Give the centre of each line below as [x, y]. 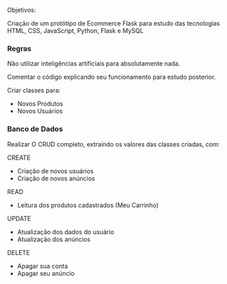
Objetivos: [22, 10]
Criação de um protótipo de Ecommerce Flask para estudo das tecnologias [113, 23]
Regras [19, 48]
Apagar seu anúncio [46, 273]
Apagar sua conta [42, 266]
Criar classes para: [34, 91]
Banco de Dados [35, 129]
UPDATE [19, 218]
